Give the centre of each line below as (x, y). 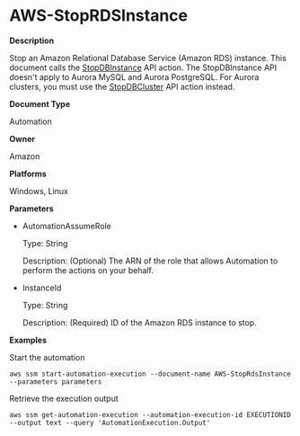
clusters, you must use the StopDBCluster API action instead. (122, 86)
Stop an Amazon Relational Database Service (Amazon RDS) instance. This (148, 58)
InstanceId (42, 288)
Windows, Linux (39, 191)
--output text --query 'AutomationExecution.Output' (110, 423)
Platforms (28, 174)
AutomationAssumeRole (67, 226)
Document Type (40, 103)
